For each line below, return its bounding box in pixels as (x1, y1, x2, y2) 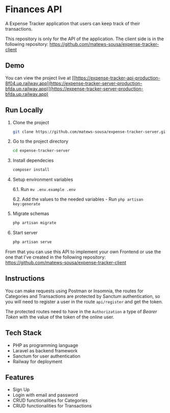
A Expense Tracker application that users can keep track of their (5, 20, 140, 26)
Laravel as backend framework (12, 347, 78, 353)
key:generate (12, 202, 41, 207)
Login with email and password (12, 392, 78, 398)
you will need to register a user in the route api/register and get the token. (5, 298, 163, 305)
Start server (12, 230, 38, 236)
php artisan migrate (12, 221, 56, 226)
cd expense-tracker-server (12, 148, 70, 153)
